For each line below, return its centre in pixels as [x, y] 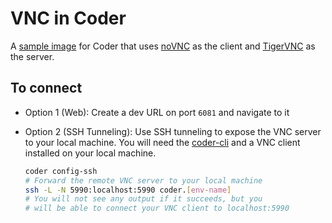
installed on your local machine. [90, 153]
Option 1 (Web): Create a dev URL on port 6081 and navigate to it [157, 112]
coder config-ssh [61, 171]
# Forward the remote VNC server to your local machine [143, 180]
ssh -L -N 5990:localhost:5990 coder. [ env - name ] [128, 190]
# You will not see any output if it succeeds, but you [143, 199]
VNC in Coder [68, 18]
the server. [32, 56]
